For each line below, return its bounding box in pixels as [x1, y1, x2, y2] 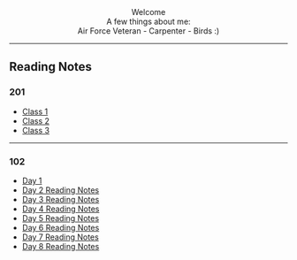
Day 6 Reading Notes [21, 222, 100, 233]
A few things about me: [105, 16, 192, 27]
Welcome [131, 7, 166, 17]
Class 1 [21, 106, 49, 117]
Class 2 [21, 115, 50, 126]
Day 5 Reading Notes [21, 212, 100, 223]
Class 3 [21, 125, 50, 135]
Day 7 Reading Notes [21, 232, 99, 242]
